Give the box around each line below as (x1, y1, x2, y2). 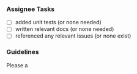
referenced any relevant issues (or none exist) (15, 32, 131, 39)
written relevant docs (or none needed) (15, 25, 114, 33)
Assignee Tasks (6, 5, 55, 13)
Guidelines (6, 48, 39, 56)
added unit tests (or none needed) (15, 19, 102, 26)
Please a (6, 61, 28, 69)
